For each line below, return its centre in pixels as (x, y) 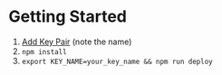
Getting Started (68, 17)
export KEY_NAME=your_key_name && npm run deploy (117, 61)
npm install (44, 52)
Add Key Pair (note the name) (77, 42)
